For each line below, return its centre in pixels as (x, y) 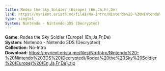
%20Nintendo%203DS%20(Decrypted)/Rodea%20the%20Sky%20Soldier (81, 58)
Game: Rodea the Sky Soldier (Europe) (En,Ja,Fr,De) (58, 37)
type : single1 (20, 19)
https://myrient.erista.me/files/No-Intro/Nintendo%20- (84, 53)
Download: (16, 53)
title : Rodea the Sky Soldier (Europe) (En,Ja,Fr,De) (61, 10)
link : (11, 14)
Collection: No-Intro (26, 47)
